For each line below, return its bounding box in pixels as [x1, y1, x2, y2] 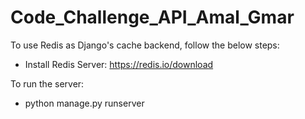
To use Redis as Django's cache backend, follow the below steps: [10, 39, 280, 51]
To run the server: [10, 77, 85, 90]
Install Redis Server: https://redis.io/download [24, 58, 214, 70]
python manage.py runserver [24, 97, 145, 109]
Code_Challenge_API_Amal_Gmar [10, 6, 295, 29]
